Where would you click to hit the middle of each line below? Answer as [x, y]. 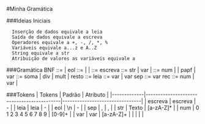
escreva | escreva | [172, 101]
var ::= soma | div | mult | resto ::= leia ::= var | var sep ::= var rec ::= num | [100, 76]
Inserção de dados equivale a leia [57, 32]
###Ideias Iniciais [28, 20]
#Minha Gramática [30, 9]
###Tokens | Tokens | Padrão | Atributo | [58, 95]
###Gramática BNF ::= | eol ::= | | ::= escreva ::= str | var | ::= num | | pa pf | [101, 70]
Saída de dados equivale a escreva [57, 37]
